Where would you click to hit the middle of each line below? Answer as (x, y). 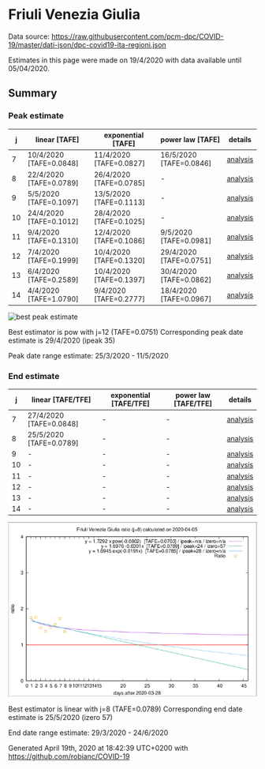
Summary (33, 94)
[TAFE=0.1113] (119, 202)
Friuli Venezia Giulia (74, 15)
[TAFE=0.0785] (119, 182)
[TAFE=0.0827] (119, 163)
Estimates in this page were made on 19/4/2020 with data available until (125, 60)
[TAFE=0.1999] (53, 260)
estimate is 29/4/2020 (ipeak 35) (62, 340)
